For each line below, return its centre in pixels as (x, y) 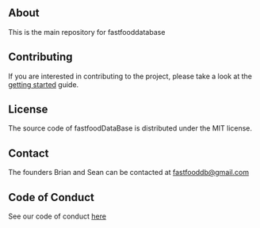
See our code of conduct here (57, 216)
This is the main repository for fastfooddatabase (87, 32)
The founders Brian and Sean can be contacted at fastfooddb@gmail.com (129, 173)
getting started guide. (44, 84)
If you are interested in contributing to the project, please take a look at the (130, 76)
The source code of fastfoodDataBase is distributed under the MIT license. (130, 128)
